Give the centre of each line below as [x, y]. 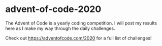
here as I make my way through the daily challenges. [60, 28]
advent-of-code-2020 [53, 9]
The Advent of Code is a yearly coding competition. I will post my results [81, 23]
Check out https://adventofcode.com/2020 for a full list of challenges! [78, 38]
